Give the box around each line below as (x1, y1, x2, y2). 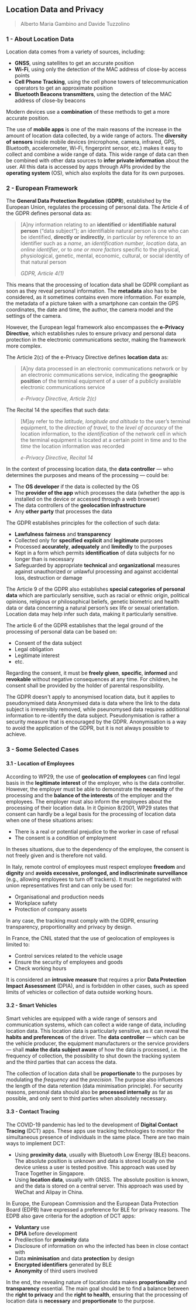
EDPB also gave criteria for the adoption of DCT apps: (6, 1212, 136, 1219)
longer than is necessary (14, 556, 75, 563)
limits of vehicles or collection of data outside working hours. (6, 988, 153, 995)
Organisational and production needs (14, 893, 104, 900)
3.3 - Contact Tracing (6, 1108, 60, 1115)
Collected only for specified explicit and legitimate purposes (14, 537, 163, 544)
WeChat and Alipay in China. (14, 1188, 84, 1195)
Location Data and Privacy (6, 5, 104, 15)
